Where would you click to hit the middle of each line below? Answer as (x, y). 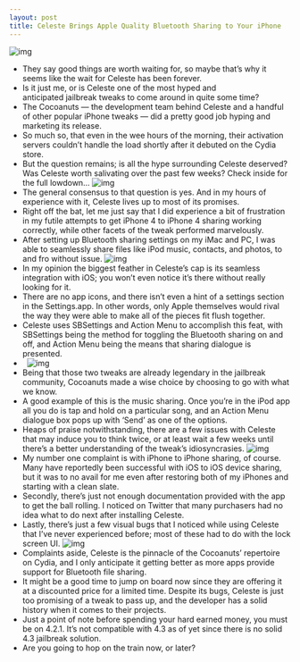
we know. (40, 391)
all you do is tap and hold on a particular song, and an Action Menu (146, 410)
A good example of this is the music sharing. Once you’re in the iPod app (156, 401)
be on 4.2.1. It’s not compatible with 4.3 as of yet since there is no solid (152, 628)
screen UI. (41, 543)
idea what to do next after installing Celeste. (103, 515)
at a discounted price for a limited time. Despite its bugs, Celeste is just (153, 591)
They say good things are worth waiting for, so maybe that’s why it (144, 69)
